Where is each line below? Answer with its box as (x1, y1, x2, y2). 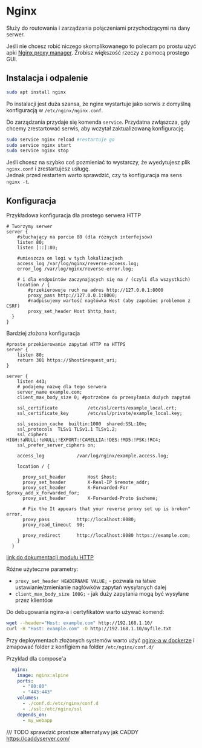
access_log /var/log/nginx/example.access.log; (17, 453, 169, 459)
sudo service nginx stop (6, 147, 69, 154)
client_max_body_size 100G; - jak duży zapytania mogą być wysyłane (15, 590, 189, 598)
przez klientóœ (15, 596, 53, 604)
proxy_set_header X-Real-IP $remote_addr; (22, 479, 150, 486)
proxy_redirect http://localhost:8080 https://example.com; (22, 533, 191, 539)
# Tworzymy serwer (6, 223, 53, 230)
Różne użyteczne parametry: (6, 565, 79, 573)
